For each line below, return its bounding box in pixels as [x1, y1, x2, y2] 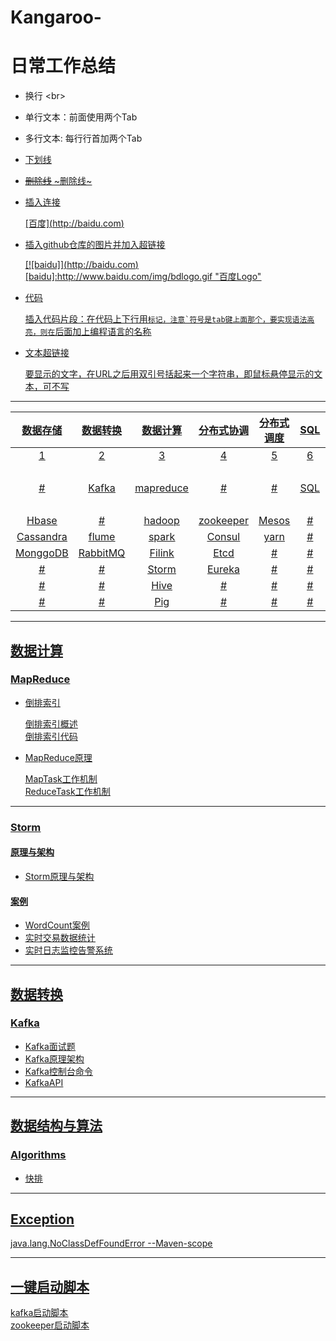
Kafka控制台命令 [24, 1065, 93, 1077]
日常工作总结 [10, 55, 117, 78]
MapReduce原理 [24, 751, 93, 763]
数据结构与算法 [10, 1117, 103, 1135]
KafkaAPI [24, 1076, 64, 1088]
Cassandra [16, 530, 68, 544]
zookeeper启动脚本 [10, 1319, 90, 1331]
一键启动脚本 [10, 1278, 90, 1295]
